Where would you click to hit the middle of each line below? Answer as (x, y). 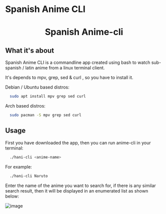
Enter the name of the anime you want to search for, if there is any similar (80, 185)
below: (12, 196)
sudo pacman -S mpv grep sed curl (45, 115)
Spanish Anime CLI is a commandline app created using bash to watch (78, 62)
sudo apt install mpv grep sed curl (48, 96)
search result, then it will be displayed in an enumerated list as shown (77, 190)
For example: (19, 166)
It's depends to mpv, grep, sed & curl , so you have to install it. (69, 77)
